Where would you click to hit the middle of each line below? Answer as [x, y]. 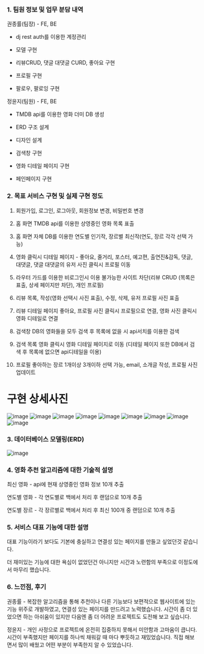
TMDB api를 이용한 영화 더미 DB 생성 [60, 114]
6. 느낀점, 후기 [27, 587]
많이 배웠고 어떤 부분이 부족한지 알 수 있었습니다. [75, 644]
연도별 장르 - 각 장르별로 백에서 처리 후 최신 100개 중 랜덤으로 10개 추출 [91, 510]
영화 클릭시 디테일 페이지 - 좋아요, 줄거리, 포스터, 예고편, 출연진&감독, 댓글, [104, 257]
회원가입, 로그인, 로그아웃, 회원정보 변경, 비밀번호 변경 [80, 210]
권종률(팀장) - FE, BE [32, 24]
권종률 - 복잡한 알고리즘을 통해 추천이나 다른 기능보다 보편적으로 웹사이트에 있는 [101, 601]
